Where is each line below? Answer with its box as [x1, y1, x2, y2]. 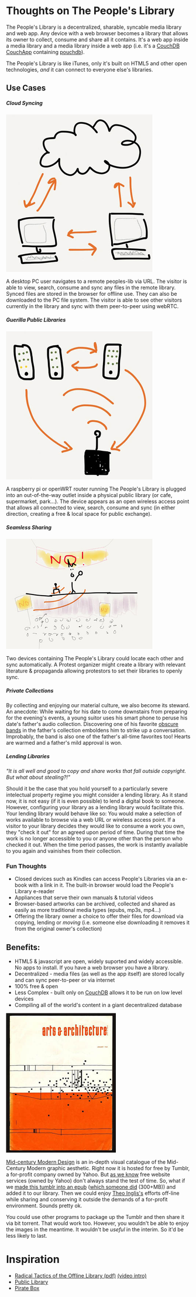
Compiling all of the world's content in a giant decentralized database [14, 1002, 183, 1009]
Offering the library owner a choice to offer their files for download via [14, 913, 184, 920]
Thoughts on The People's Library [6, 4, 175, 18]
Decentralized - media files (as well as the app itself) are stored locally [14, 970, 185, 978]
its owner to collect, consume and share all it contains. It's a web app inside [6, 36, 188, 43]
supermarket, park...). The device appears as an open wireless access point [6, 498, 190, 505]
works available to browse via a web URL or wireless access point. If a [6, 816, 176, 823]
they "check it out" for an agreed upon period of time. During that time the [6, 829, 185, 836]
